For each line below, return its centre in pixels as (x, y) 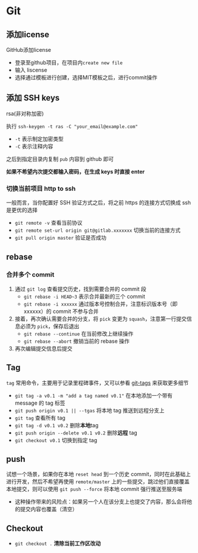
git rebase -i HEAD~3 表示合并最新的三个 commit (84, 296)
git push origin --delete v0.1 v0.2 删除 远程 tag (76, 433)
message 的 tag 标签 (40, 403)
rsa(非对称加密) (25, 113)
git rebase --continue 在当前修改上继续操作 (78, 333)
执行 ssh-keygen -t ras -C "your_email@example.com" (72, 126)
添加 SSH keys (33, 98)
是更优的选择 (22, 210)
